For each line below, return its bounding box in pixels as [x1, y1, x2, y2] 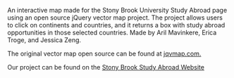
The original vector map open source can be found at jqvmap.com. [7, 49, 202, 58]
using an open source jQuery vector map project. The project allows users [7, 13, 223, 22]
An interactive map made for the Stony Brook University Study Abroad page [7, 6, 228, 14]
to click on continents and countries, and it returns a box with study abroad [7, 21, 226, 29]
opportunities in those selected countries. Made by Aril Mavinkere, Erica [7, 28, 217, 37]
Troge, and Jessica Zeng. [7, 36, 82, 44]
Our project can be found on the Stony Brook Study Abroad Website [7, 63, 204, 71]
